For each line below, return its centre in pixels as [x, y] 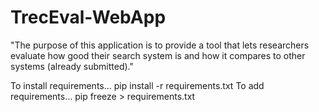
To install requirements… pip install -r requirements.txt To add [137, 85]
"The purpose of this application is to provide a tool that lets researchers [160, 45]
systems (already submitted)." [72, 66]
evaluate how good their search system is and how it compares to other [158, 55]
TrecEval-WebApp [88, 17]
